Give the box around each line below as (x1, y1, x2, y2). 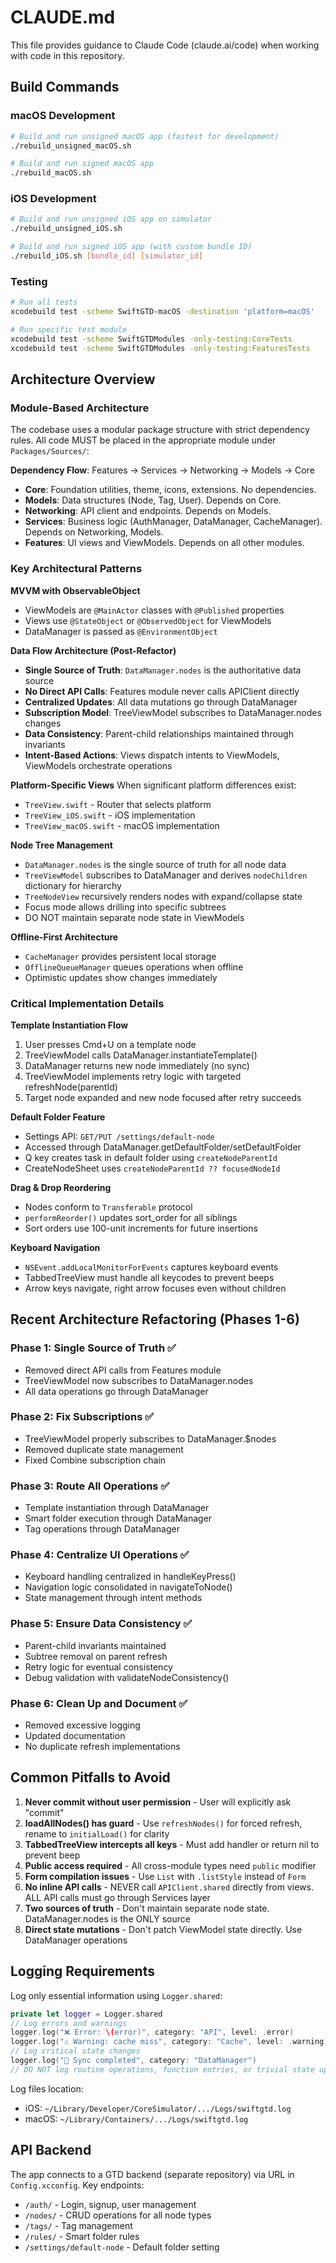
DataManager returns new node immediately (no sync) (24, 1059, 250, 1071)
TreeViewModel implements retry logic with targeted (24, 1070, 242, 1082)
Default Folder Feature (10, 1111, 106, 1123)
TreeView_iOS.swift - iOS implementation (24, 809, 196, 821)
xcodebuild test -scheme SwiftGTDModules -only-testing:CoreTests (10, 334, 293, 344)
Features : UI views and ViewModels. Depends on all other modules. (24, 537, 305, 549)
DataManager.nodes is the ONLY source (24, 1912, 191, 1925)
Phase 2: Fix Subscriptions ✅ (10, 1410, 155, 1424)
